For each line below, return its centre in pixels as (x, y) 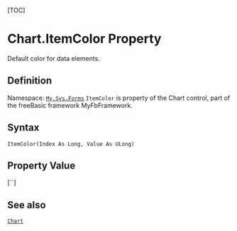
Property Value (42, 165)
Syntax (23, 128)
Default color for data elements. (54, 58)
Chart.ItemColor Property (84, 39)
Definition (29, 81)
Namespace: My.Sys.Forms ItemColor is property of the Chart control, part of (119, 98)
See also (27, 205)
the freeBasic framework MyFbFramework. (70, 105)
